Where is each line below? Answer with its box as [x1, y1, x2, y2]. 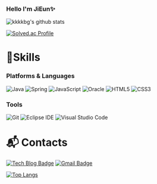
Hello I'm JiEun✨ [6, 5, 55, 13]
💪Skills [6, 51, 40, 64]
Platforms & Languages [6, 72, 75, 80]
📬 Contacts [6, 136, 68, 149]
